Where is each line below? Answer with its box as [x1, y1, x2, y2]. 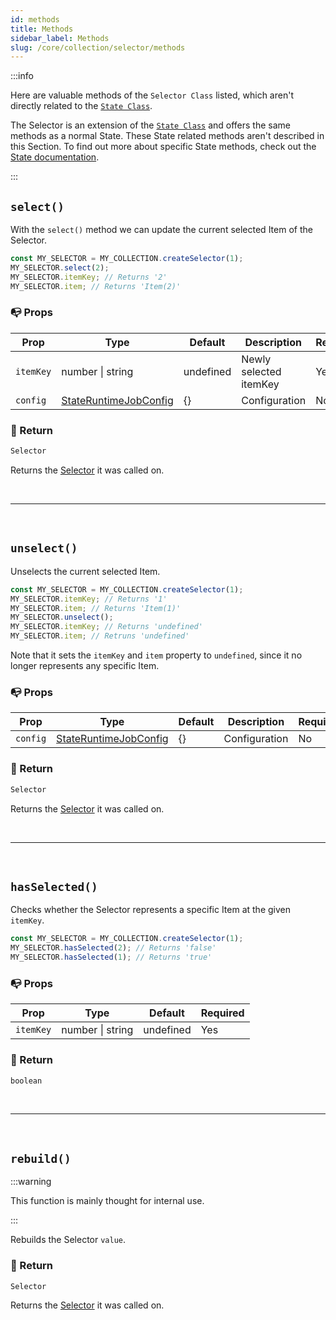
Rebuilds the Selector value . [10, 1234, 127, 1246]
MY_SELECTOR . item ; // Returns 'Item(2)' [10, 281, 182, 291]
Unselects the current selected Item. [10, 565, 161, 577]
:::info [10, 70, 34, 82]
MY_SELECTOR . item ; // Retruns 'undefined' [10, 631, 190, 641]
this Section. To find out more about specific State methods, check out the [10, 141, 317, 153]
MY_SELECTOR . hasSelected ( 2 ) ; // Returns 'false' [10, 943, 217, 953]
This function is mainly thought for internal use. [10, 1195, 205, 1207]
